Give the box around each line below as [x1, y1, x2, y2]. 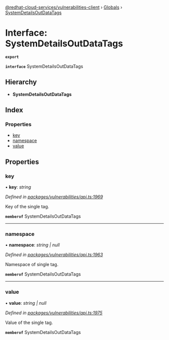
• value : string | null [5, 300, 47, 306]
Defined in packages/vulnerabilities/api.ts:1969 [5, 194, 103, 200]
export [5, 54, 19, 59]
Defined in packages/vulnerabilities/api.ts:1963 [5, 251, 103, 258]
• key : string [5, 184, 31, 190]
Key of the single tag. [5, 204, 49, 210]
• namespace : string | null [5, 242, 60, 248]
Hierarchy [5, 78, 37, 87]
